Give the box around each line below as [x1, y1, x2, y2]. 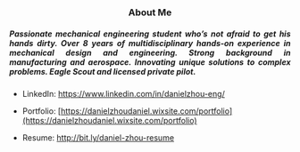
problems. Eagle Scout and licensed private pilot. [9, 66, 196, 76]
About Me [128, 6, 172, 19]
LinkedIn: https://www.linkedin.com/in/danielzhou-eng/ [21, 88, 225, 99]
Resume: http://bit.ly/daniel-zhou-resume [21, 132, 175, 143]
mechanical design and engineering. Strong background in [9, 47, 291, 58]
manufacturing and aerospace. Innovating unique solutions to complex [9, 56, 291, 68]
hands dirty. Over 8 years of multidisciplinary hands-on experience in [9, 37, 291, 48]
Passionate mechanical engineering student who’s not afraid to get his [9, 28, 291, 39]
